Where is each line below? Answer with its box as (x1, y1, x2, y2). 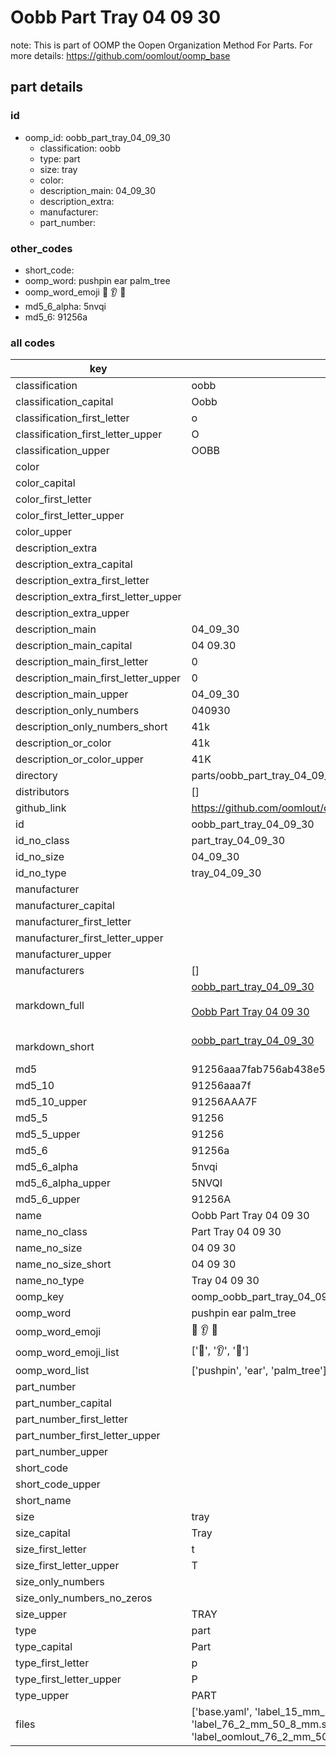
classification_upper (15, 444, 110, 458)
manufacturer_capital (15, 899, 115, 913)
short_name (15, 1494, 72, 1508)
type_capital (15, 1640, 73, 1654)
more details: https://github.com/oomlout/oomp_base (10, 49, 231, 61)
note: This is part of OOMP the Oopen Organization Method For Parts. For (10, 39, 313, 51)
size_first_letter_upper (15, 1559, 120, 1573)
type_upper (15, 1689, 70, 1703)
